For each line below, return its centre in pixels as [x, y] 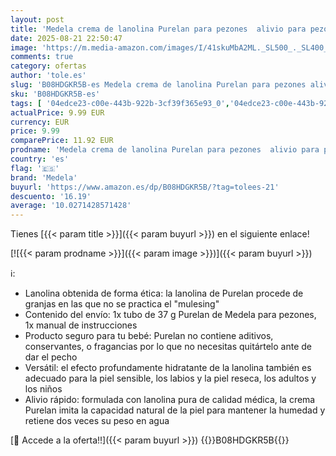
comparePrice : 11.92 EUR [62, 141]
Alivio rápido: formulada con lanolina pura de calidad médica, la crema [170, 400]
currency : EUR [40, 122]
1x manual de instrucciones [81, 325]
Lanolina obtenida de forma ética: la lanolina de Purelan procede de [164, 293]
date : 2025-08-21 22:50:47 [66, 38]
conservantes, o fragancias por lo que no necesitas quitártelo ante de [168, 347]
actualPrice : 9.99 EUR [57, 112]
